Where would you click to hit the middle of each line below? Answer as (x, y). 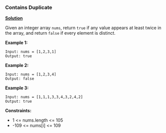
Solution (14, 18)
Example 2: (17, 66)
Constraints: (18, 111)
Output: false (20, 79)
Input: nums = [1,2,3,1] (31, 52)
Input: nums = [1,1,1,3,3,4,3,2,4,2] (44, 97)
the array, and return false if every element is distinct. (60, 33)
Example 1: (17, 43)
